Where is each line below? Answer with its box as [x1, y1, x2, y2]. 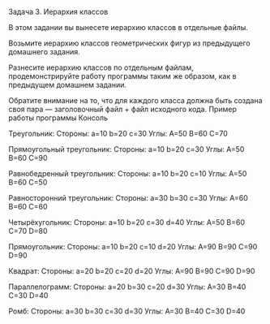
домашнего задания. [8, 47, 81, 56]
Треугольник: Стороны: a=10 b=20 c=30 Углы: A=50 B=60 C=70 [8, 129, 229, 138]
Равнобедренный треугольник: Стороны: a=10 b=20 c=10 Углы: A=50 [8, 169, 247, 178]
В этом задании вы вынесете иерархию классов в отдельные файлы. [8, 23, 249, 32]
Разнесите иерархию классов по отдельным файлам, [8, 63, 195, 72]
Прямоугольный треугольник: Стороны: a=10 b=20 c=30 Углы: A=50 [8, 145, 245, 153]
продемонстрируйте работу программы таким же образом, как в [8, 71, 237, 80]
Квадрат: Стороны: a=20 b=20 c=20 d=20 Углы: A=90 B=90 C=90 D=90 [8, 266, 255, 275]
